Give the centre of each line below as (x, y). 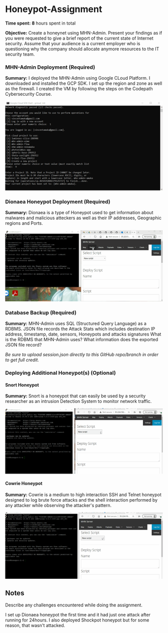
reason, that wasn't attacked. (35, 625)
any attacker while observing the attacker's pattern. (58, 505)
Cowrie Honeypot (24, 484)
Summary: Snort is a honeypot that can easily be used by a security (75, 396)
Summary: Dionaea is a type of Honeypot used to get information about (79, 213)
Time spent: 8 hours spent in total (40, 23)
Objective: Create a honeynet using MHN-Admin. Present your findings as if (84, 33)
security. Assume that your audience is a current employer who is (73, 43)
